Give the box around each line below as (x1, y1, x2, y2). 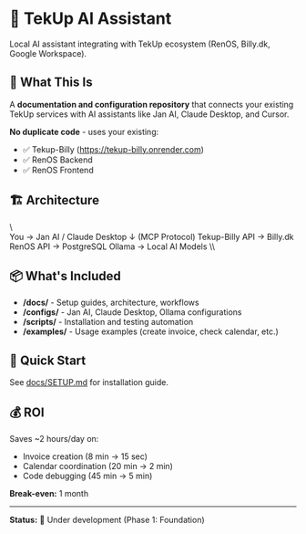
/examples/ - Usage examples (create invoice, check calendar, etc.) (22, 326, 280, 337)
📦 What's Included (9, 268, 121, 284)
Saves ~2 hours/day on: (9, 434, 99, 444)
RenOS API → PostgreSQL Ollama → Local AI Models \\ (9, 241, 216, 252)
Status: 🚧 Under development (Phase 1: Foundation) (9, 515, 205, 525)
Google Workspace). (9, 47, 87, 58)
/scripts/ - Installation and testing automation (22, 317, 194, 328)
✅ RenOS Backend (22, 154, 93, 165)
